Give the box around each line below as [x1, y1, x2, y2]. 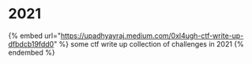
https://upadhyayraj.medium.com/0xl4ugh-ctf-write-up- [60, 31, 244, 40]
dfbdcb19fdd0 [8, 39, 55, 48]
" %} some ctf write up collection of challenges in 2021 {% [54, 39, 245, 48]
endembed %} [8, 47, 55, 57]
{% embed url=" [8, 31, 62, 40]
